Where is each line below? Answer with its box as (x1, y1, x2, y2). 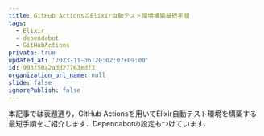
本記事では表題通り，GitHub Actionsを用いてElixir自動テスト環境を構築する (8, 109, 258, 118)
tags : (8, 19, 27, 27)
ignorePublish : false (8, 86, 81, 94)
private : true (8, 49, 56, 57)
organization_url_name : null (8, 71, 106, 79)
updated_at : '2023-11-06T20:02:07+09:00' (8, 57, 150, 65)
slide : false (8, 78, 52, 86)
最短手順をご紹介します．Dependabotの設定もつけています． (8, 119, 211, 129)
